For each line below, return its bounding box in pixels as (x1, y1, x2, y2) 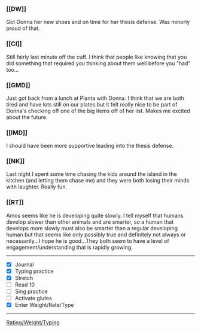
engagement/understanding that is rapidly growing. (6, 243, 133, 251)
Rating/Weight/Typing (6, 319, 60, 326)
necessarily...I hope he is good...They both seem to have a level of (6, 237, 169, 244)
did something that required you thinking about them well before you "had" (6, 59, 191, 67)
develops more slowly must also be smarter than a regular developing (6, 224, 178, 232)
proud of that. (6, 25, 40, 32)
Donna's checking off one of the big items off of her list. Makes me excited (6, 107, 190, 114)
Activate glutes (14, 295, 52, 302)
